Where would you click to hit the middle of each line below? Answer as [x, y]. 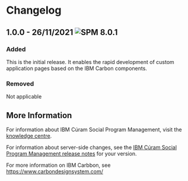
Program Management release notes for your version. [72, 153]
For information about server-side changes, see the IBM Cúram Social [91, 147]
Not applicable [24, 97]
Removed [20, 84]
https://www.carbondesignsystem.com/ [55, 171]
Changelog [34, 10]
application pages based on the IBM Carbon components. [77, 68]
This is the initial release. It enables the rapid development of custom [90, 62]
